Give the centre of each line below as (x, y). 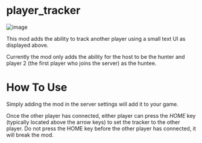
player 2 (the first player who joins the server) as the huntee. (81, 63)
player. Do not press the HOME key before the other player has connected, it (101, 128)
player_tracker (43, 11)
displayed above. (27, 45)
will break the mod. (30, 135)
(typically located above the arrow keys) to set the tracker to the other (93, 122)
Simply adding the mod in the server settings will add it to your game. (93, 104)
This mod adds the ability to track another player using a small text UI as (96, 38)
